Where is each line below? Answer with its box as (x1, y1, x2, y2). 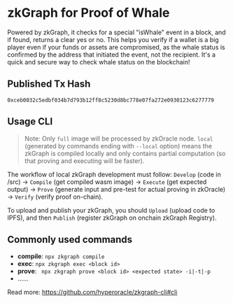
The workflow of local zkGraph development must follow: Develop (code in (7, 170, 222, 178)
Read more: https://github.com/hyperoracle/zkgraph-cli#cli (7, 288, 178, 297)
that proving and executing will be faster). (24, 156, 145, 165)
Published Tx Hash (7, 78, 91, 90)
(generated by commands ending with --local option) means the (24, 141, 212, 150)
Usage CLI (7, 115, 53, 127)
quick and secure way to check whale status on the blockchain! (7, 57, 190, 66)
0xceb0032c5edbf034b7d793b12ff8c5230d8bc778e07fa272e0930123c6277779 (7, 97, 215, 104)
